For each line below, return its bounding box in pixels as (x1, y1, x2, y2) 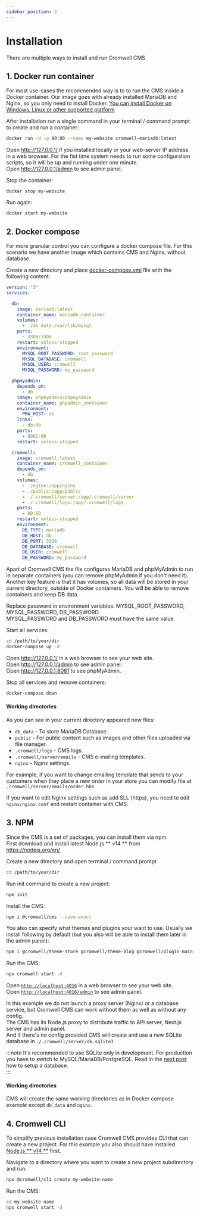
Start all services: (6, 627, 49, 634)
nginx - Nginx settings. (14, 760, 71, 767)
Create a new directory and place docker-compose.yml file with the (6, 266, 172, 274)
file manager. (14, 741, 48, 748)
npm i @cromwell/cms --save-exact (6, 914, 92, 920)
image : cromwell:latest (17, 455, 76, 461)
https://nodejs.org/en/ (6, 846, 61, 853)
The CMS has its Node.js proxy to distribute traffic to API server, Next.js (6, 1019, 182, 1026)
